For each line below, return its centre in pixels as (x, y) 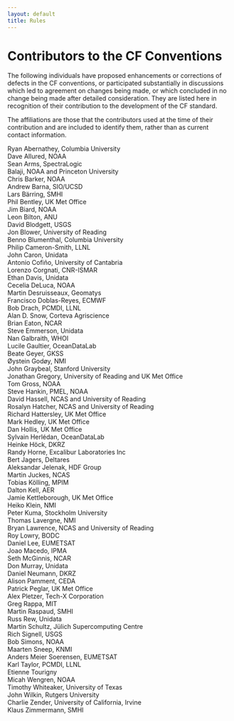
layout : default (31, 14)
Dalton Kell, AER (31, 490)
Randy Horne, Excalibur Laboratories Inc (67, 452)
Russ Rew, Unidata (35, 619)
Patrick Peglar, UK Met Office (50, 589)
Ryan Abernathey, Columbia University (64, 149)
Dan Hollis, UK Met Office (45, 430)
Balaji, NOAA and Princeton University (63, 171)
